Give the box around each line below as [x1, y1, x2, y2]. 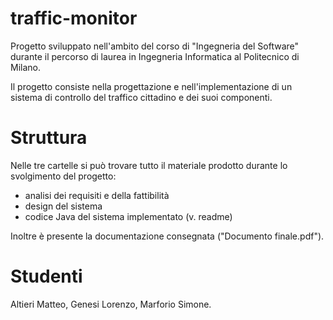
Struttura [10, 127, 88, 149]
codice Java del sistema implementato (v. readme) [24, 210, 233, 222]
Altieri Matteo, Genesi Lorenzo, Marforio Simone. [10, 298, 212, 310]
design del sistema [24, 200, 103, 212]
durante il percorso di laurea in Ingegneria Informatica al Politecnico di [10, 50, 300, 62]
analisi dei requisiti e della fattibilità [24, 189, 170, 201]
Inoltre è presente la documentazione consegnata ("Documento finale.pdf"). [10, 230, 325, 242]
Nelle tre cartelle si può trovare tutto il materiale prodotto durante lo [10, 159, 288, 171]
